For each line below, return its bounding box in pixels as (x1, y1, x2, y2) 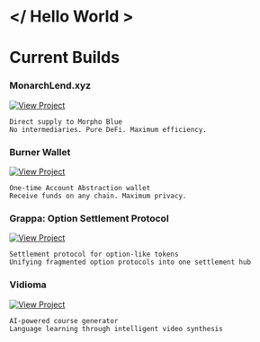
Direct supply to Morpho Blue (9, 117, 123, 127)
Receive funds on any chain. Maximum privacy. (9, 191, 187, 200)
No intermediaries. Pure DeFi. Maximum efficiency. (9, 125, 207, 134)
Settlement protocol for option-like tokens (9, 250, 179, 259)
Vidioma (9, 278, 47, 291)
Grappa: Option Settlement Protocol (9, 212, 169, 224)
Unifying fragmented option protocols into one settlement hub (9, 258, 252, 267)
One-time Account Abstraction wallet (9, 183, 151, 192)
